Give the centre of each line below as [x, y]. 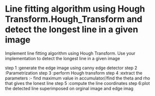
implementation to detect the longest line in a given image [63, 58]
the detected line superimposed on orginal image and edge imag [69, 88]
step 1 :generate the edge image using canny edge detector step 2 [71, 68]
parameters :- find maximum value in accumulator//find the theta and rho [78, 78]
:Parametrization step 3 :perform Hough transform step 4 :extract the [74, 73]
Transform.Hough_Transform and [74, 19]
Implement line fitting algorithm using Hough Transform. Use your [70, 53]
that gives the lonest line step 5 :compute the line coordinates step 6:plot [77, 83]
